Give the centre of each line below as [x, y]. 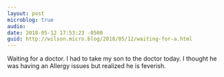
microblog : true [30, 20]
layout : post [26, 13]
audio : [17, 26]
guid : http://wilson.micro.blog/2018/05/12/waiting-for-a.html [100, 39]
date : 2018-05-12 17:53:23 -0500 [55, 33]
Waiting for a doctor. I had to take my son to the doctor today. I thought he [112, 58]
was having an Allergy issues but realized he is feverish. [87, 66]
